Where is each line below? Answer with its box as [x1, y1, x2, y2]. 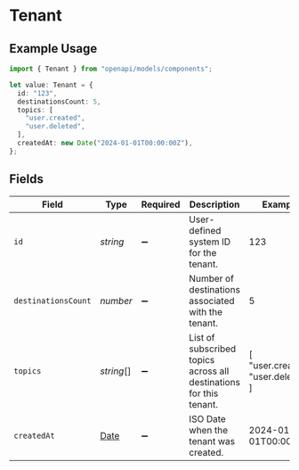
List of [189, 331, 215, 343]
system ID [189, 235, 231, 248]
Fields [9, 171, 44, 187]
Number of [189, 272, 234, 284]
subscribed [189, 342, 237, 355]
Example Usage [9, 41, 98, 56]
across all [189, 365, 230, 377]
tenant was [189, 434, 236, 447]
